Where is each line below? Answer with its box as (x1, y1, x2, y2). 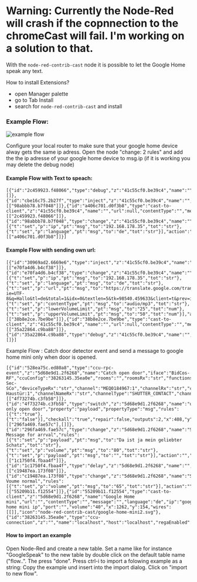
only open (6, 406, 30, 412)
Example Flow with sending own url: (6, 246, 96, 254)
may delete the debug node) (6, 161, 74, 168)
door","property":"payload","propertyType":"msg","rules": (32, 406, 180, 412)
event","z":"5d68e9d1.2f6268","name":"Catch (6, 370, 117, 376)
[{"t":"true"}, (6, 411, 43, 417)
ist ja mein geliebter (127, 437, 182, 443)
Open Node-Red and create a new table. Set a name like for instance (6, 545, 172, 552)
